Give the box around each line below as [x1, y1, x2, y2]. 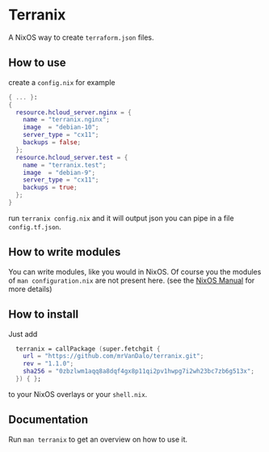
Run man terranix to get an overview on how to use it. [8, 434, 188, 444]
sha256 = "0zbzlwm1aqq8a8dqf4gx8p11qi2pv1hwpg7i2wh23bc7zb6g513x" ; [23, 367, 254, 376]
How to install [8, 308, 79, 322]
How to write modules [8, 245, 121, 259]
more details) [8, 284, 53, 293]
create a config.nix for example [8, 77, 116, 87]
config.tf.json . [8, 221, 62, 232]
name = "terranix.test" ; [23, 160, 107, 169]
